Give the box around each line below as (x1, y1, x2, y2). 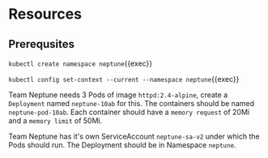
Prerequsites (8, 37, 75, 51)
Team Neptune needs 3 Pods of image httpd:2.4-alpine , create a (8, 90, 228, 100)
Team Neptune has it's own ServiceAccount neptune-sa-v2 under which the (8, 131, 261, 141)
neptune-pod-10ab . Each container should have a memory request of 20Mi (8, 107, 249, 117)
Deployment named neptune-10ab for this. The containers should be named (8, 99, 255, 108)
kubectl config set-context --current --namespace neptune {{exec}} (8, 75, 240, 83)
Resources (8, 5, 83, 23)
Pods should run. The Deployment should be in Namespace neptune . (8, 140, 236, 150)
